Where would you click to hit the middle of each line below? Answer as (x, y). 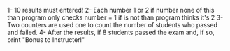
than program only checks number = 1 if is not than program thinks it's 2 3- (115, 17)
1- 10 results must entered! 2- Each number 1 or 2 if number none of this (111, 10)
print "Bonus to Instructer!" (46, 40)
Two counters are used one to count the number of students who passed (113, 25)
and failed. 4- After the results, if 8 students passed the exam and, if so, (111, 32)
